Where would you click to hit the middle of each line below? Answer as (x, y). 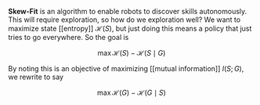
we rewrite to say (36, 77)
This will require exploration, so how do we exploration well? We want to (125, 20)
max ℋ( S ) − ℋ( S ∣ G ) (132, 53)
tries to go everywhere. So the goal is (69, 37)
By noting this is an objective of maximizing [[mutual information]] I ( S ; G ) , (126, 69)
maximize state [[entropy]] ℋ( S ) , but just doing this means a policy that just (130, 28)
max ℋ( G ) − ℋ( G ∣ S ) (132, 92)
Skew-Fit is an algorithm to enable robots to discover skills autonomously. (128, 11)
